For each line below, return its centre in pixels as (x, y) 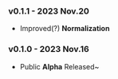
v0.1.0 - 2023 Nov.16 (49, 49)
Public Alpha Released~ (59, 66)
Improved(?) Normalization (65, 29)
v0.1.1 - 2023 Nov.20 (49, 11)
